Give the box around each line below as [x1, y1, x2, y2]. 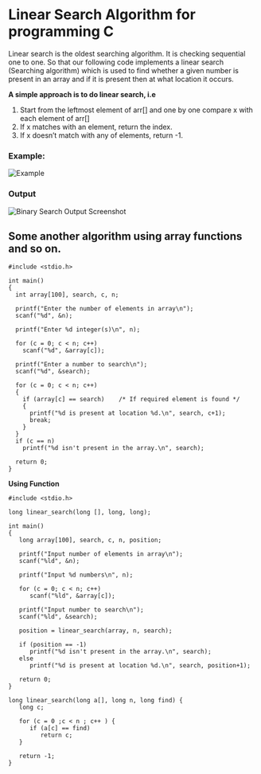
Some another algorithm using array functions [8, 229, 243, 243]
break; [29, 416, 52, 424]
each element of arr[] [19, 113, 90, 123]
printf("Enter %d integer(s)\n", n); [15, 326, 141, 334]
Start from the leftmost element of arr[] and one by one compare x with [19, 105, 253, 115]
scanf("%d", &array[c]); [22, 346, 105, 355]
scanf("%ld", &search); [18, 613, 98, 621]
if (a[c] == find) [29, 725, 91, 733]
